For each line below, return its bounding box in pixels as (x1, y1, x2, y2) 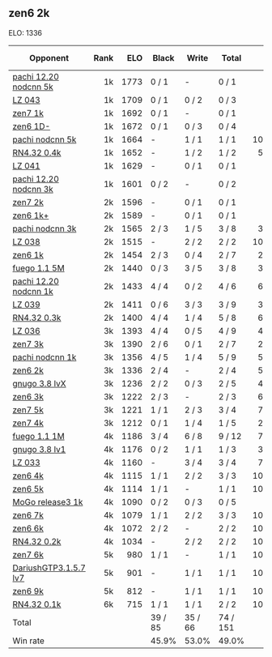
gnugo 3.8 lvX (12, 378, 66, 389)
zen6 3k (12, 390, 45, 402)
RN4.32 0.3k (12, 312, 62, 323)
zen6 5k (12, 483, 45, 494)
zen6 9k (12, 585, 45, 596)
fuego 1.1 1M (12, 430, 65, 442)
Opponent (29, 52, 69, 63)
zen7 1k (12, 107, 45, 118)
